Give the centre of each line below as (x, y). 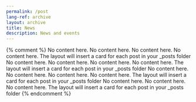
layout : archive (26, 22)
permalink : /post (27, 11)
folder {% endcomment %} (39, 94)
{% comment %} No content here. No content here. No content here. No (93, 50)
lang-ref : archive (28, 17)
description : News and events (43, 33)
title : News (21, 28)
